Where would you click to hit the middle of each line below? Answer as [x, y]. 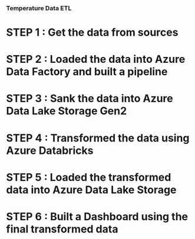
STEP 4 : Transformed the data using [98, 138]
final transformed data [62, 229]
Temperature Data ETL [39, 8]
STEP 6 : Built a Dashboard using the [97, 217]
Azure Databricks [50, 150]
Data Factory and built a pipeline [87, 72]
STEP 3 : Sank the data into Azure [90, 99]
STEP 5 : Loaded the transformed [89, 177]
